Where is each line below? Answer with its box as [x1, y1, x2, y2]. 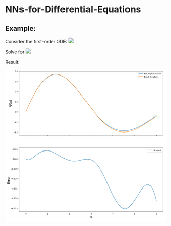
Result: [5, 59, 20, 65]
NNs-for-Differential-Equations [5, 4, 141, 15]
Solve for [5, 49, 25, 55]
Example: [5, 24, 36, 33]
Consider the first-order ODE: [5, 39, 68, 44]
